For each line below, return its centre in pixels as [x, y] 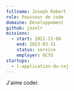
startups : [18, 60]
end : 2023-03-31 [36, 45]
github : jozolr [24, 28]
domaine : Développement [35, 22]
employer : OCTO [35, 55]
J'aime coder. [22, 83]
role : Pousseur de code [35, 17]
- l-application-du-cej [40, 66]
